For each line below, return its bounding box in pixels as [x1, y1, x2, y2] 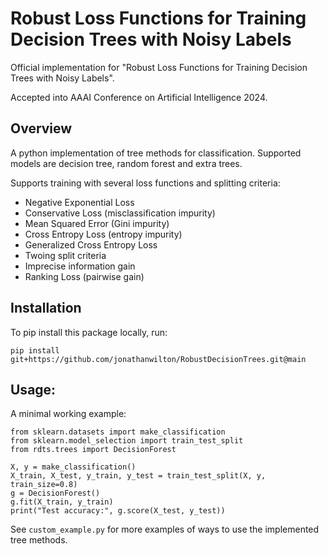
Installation [10, 300, 82, 317]
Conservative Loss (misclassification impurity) [24, 207, 216, 219]
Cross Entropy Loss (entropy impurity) [24, 228, 183, 240]
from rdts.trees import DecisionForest [10, 445, 177, 455]
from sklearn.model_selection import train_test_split [10, 436, 244, 446]
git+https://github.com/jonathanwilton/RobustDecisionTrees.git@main [10, 354, 307, 364]
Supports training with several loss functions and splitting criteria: [10, 177, 281, 189]
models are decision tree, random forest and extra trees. [10, 157, 243, 169]
